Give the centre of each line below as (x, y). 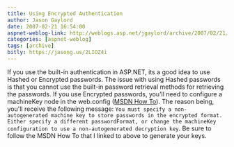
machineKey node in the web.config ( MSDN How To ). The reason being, (111, 101)
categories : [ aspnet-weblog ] (49, 40)
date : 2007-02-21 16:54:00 (46, 26)
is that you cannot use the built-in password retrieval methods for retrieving (116, 87)
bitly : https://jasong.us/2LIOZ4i (57, 53)
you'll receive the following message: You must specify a (89, 109)
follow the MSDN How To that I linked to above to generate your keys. (107, 135)
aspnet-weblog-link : (37, 33)
